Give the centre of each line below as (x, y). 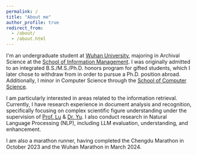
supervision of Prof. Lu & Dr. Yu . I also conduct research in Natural (86, 117)
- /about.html (29, 39)
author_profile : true (33, 22)
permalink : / (22, 11)
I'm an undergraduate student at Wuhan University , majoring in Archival (93, 55)
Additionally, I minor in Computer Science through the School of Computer (96, 80)
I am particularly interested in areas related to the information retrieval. (92, 98)
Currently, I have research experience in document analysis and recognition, (99, 104)
